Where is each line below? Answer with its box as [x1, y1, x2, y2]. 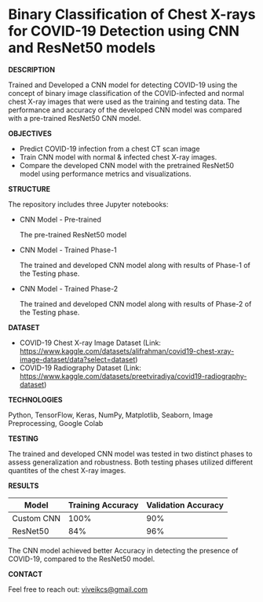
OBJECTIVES [8, 128, 53, 138]
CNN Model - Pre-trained [19, 215, 102, 224]
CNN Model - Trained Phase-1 [19, 245, 118, 255]
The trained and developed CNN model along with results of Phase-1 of [19, 260, 251, 270]
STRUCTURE [8, 184, 51, 193]
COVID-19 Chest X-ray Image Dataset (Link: [19, 338, 161, 347]
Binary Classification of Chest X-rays [8, 6, 256, 24]
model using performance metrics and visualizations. [19, 169, 192, 178]
